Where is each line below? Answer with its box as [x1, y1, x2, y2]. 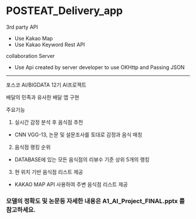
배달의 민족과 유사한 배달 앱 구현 [6, 94, 80, 101]
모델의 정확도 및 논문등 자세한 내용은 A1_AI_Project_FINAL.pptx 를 [6, 197, 185, 205]
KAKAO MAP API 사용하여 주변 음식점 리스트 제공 [14, 180, 128, 188]
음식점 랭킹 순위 [14, 143, 51, 150]
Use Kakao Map [14, 35, 53, 42]
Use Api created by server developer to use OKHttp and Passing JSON [14, 63, 185, 71]
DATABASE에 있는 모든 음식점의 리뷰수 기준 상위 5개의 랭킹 [14, 156, 150, 163]
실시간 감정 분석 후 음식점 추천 [14, 118, 83, 125]
